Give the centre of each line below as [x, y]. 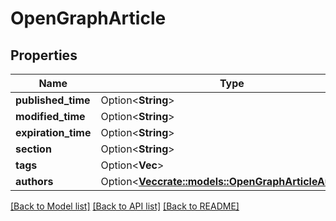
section [33, 149]
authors [34, 181]
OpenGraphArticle [88, 18]
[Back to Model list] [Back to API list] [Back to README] [125, 206]
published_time [53, 100]
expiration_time [53, 132]
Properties [44, 55]
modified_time [50, 116]
